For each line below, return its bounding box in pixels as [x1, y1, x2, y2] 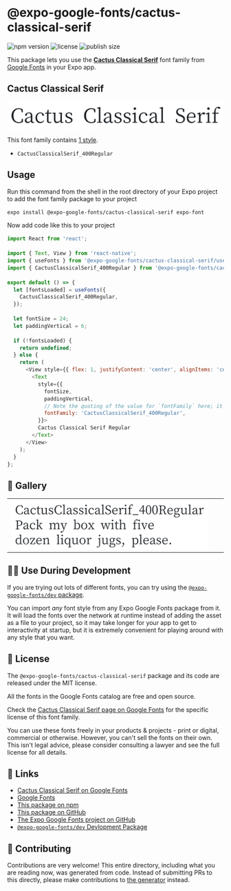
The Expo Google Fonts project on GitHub [16, 815, 135, 824]
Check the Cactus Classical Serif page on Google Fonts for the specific [7, 705, 209, 714]
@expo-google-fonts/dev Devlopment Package [16, 823, 148, 831]
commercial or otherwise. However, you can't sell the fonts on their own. [7, 733, 212, 741]
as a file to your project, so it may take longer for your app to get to [7, 618, 197, 626]
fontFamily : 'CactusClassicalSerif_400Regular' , [43, 410, 186, 417]
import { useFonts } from [7, 257, 81, 265]
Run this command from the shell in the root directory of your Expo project [7, 187, 218, 196]
